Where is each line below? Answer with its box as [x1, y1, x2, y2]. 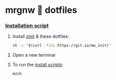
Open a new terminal [12, 52, 56, 58]
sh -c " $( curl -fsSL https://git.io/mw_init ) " [12, 43, 111, 48]
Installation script [5, 22, 49, 29]
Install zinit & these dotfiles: [12, 33, 69, 39]
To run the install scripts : [12, 62, 63, 68]
